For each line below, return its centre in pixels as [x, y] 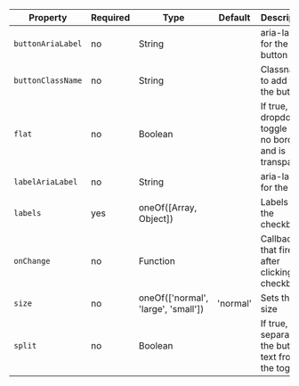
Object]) [156, 219]
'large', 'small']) [171, 309]
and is [273, 151]
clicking [277, 272]
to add [274, 81]
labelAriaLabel [46, 182]
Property [48, 17]
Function [157, 261]
